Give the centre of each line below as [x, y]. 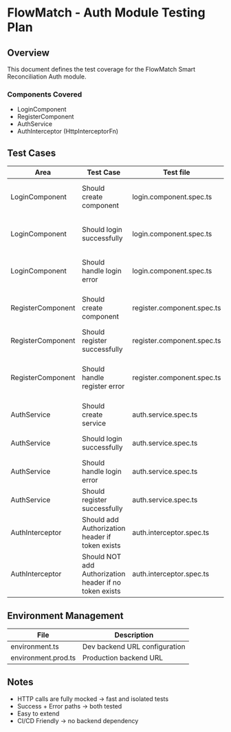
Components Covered [45, 94]
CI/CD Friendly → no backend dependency [78, 720]
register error [103, 386]
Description [134, 635]
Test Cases [32, 153]
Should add [100, 520]
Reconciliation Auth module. [47, 76]
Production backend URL [123, 658]
